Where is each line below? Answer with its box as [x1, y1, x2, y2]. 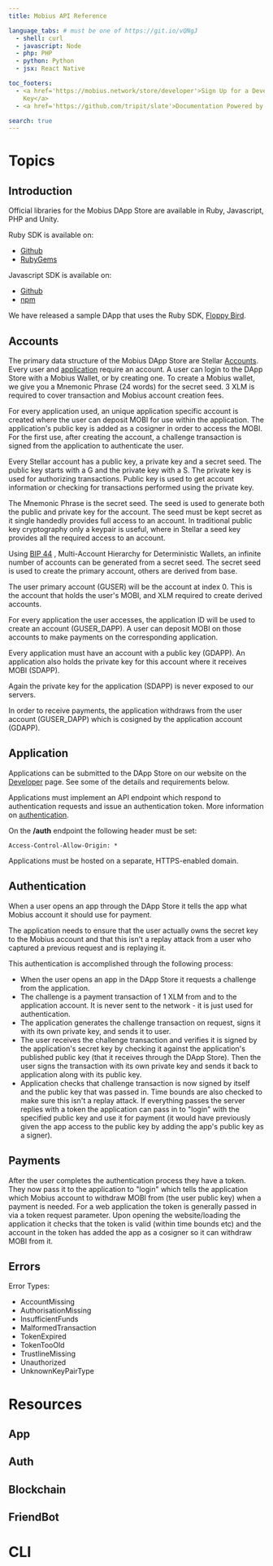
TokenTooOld [19, 1340, 65, 1350]
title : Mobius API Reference [8, 11, 107, 20]
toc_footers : [8, 79, 53, 87]
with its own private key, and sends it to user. [19, 1026, 171, 1036]
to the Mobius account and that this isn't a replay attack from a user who [8, 934, 252, 944]
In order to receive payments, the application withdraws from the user [8, 706, 242, 715]
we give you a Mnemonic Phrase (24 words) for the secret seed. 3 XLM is [8, 382, 255, 392]
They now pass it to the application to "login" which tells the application [8, 1184, 249, 1194]
